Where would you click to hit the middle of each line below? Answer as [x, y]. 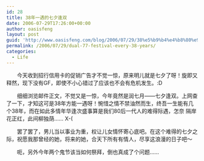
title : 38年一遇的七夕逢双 [37, 18]
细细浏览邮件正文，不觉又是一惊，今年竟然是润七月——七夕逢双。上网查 [107, 95]
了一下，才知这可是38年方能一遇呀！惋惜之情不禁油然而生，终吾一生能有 [97, 103]
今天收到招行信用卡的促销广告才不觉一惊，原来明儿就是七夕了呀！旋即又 [107, 75]
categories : [21, 52]
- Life [20, 57]
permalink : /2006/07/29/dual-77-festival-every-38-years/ [81, 46]
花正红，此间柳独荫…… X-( [39, 118]
